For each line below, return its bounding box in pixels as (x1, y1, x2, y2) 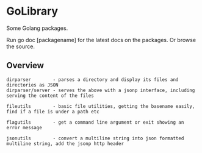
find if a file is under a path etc (6, 109, 99, 115)
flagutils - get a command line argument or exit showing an (6, 119, 184, 126)
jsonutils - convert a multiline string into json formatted (6, 135, 184, 141)
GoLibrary (6, 4, 59, 18)
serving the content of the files (6, 93, 95, 99)
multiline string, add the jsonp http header (6, 140, 124, 147)
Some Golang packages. (6, 24, 68, 32)
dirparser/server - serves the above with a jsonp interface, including (6, 87, 195, 93)
